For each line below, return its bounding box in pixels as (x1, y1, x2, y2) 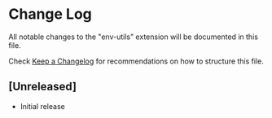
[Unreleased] (8, 80, 77, 94)
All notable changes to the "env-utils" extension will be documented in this (8, 32, 259, 42)
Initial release (20, 101, 65, 111)
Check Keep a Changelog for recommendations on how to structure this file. (8, 56, 265, 66)
